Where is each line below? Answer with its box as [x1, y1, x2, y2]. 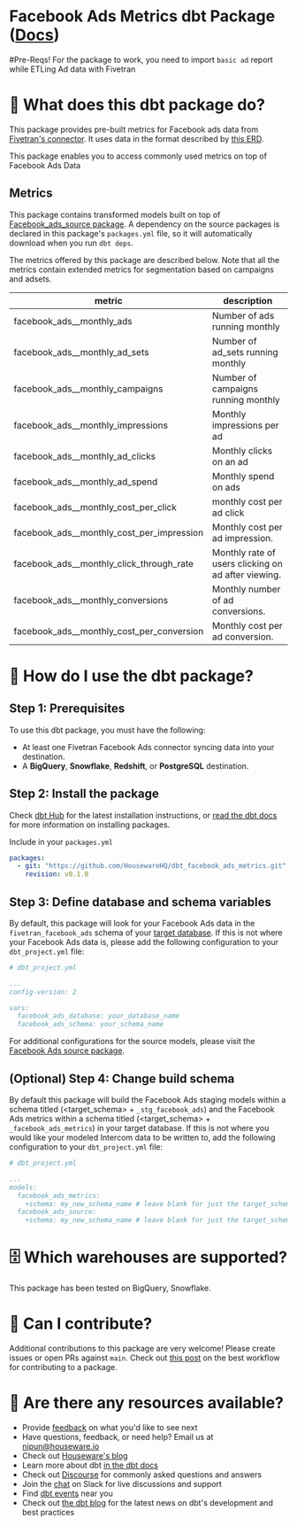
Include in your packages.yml [9, 836, 113, 847]
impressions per [211, 419, 279, 431]
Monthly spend [211, 469, 275, 482]
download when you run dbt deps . [9, 237, 134, 248]
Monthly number [211, 583, 281, 595]
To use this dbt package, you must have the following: [9, 724, 206, 735]
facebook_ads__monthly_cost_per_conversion [13, 624, 204, 637]
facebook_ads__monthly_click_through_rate [13, 557, 194, 569]
